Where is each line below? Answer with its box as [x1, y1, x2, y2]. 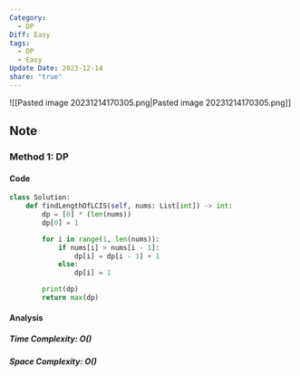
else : [57, 260, 79, 269]
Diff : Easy [9, 30, 51, 39]
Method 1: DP [9, 150, 70, 163]
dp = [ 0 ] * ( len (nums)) [42, 210, 131, 219]
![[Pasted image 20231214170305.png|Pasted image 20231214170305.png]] [9, 97, 292, 108]
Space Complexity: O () [9, 356, 98, 367]
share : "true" [9, 72, 63, 82]
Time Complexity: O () [9, 333, 92, 344]
